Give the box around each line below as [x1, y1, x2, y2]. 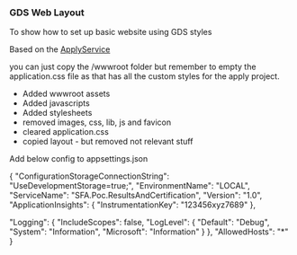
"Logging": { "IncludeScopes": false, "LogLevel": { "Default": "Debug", [9, 217, 270, 228]
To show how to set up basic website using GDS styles [9, 27, 212, 38]
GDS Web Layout [9, 6, 85, 19]
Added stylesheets [22, 108, 93, 119]
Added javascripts [22, 98, 90, 109]
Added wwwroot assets [22, 88, 111, 100]
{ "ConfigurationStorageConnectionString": [9, 171, 169, 181]
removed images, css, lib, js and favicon [22, 117, 172, 127]
